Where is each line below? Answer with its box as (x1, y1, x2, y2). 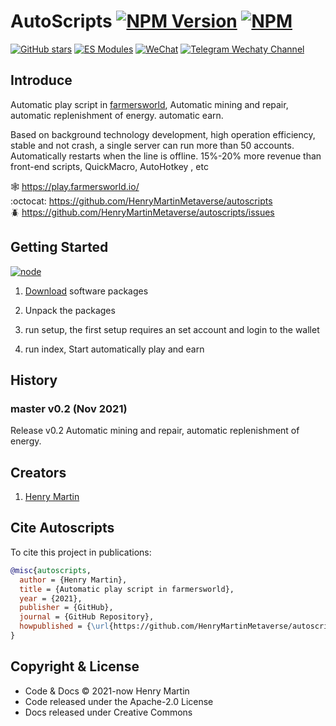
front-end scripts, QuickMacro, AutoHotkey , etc (10, 160, 209, 172)
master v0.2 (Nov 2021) (10, 401, 128, 415)
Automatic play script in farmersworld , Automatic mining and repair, (10, 98, 289, 110)
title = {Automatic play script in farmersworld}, (19, 584, 235, 594)
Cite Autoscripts (10, 520, 115, 537)
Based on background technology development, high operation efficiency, (10, 128, 316, 140)
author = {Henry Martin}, (19, 575, 128, 585)
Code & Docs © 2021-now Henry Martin (24, 685, 190, 697)
